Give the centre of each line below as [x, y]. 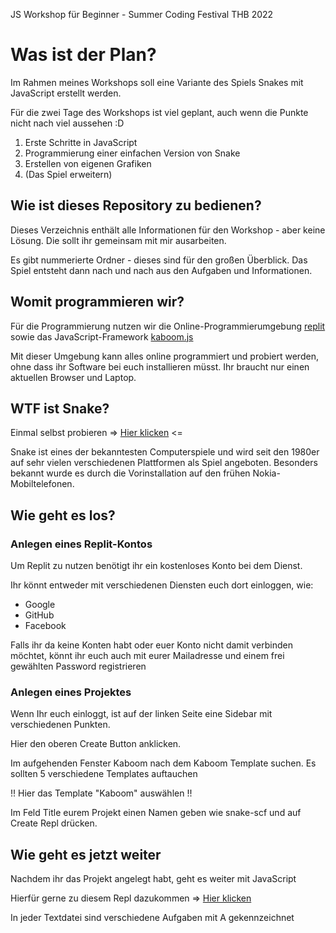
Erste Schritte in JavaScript [81, 142]
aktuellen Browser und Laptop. [73, 377]
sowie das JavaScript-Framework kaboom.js [102, 336]
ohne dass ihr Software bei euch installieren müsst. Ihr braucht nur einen [160, 366]
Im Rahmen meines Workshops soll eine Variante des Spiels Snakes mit [157, 82]
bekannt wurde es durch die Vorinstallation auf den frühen [130, 473]
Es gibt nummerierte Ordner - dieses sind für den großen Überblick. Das [159, 260]
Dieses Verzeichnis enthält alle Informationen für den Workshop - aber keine [168, 230]
